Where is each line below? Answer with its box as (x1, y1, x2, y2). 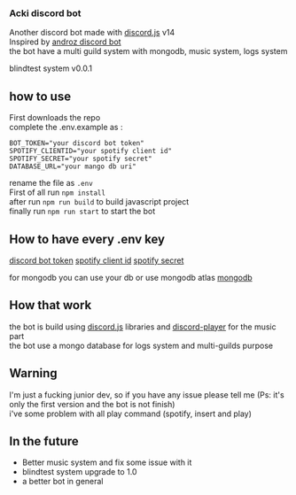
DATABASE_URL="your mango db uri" (9, 162, 137, 171)
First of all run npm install (9, 187, 106, 197)
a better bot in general (21, 476, 104, 487)
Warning (9, 366, 58, 381)
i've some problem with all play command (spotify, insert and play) (9, 408, 253, 419)
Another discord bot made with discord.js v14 (9, 27, 175, 38)
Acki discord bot (9, 7, 82, 19)
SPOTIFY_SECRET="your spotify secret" (9, 154, 152, 164)
